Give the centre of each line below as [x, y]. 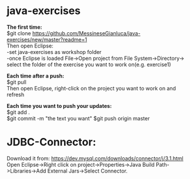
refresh [16, 94]
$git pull [17, 82]
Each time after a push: [35, 76]
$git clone [19, 33]
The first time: [24, 27]
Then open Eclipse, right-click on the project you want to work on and [91, 88]
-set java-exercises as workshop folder [54, 52]
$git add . [18, 112]
